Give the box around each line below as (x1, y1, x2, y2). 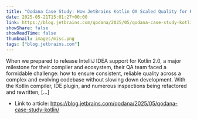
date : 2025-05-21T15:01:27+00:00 (6, 14, 88, 20)
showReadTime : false (6, 30, 57, 36)
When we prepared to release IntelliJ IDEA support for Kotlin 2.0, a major (6, 57, 182, 64)
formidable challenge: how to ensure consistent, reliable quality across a (6, 70, 181, 77)
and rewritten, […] (6, 89, 50, 96)
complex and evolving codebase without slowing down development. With (6, 76, 186, 83)
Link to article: (14, 100, 49, 107)
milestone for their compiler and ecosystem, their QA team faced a (6, 63, 167, 70)
